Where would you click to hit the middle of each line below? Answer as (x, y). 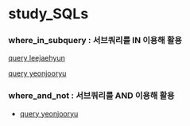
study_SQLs (48, 14)
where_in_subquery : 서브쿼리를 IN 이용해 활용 (95, 41)
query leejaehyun (37, 58)
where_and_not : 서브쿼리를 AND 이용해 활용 (91, 96)
